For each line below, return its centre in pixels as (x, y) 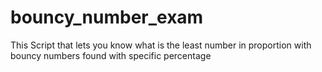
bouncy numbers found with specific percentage (111, 55)
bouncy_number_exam (107, 17)
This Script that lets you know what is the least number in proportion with (161, 45)
